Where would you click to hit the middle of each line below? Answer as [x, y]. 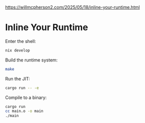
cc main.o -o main [24, 111]
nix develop [17, 50]
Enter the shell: [21, 41]
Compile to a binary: [26, 97]
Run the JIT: [17, 78]
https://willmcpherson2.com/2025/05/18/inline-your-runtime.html [72, 7]
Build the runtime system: [31, 60]
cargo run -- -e [22, 88]
